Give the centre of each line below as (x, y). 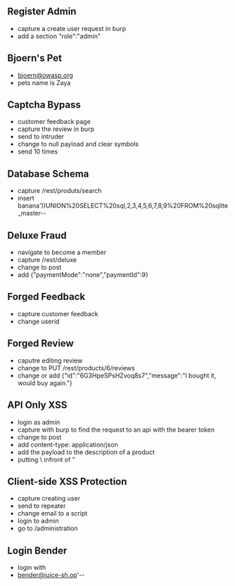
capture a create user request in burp (72, 28)
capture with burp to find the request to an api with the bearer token (116, 430)
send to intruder (41, 137)
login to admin (38, 521)
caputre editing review (50, 360)
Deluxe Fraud (37, 235)
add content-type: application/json (68, 444)
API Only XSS (37, 405)
